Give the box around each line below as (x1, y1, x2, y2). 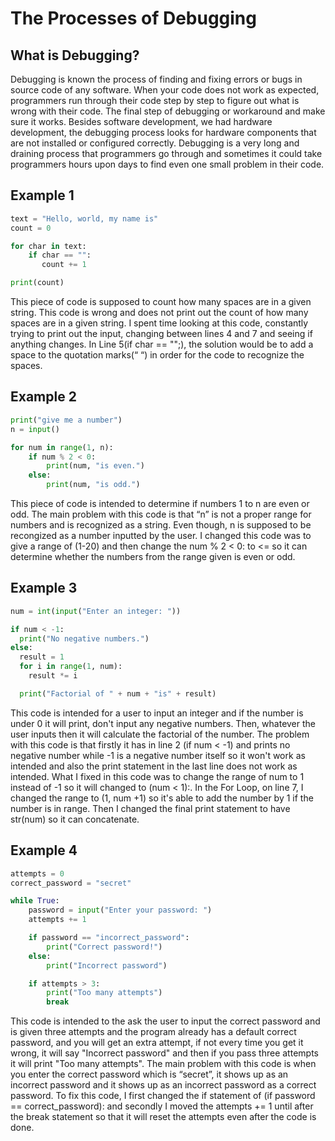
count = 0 (10, 223, 52, 233)
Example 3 (10, 580, 78, 597)
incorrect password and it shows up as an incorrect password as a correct (10, 1079, 317, 1091)
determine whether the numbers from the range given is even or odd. (10, 551, 296, 562)
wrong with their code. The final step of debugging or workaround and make (10, 105, 326, 117)
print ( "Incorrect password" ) (46, 960, 168, 971)
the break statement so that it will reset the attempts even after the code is (10, 1111, 317, 1123)
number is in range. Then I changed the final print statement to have (10, 802, 291, 814)
